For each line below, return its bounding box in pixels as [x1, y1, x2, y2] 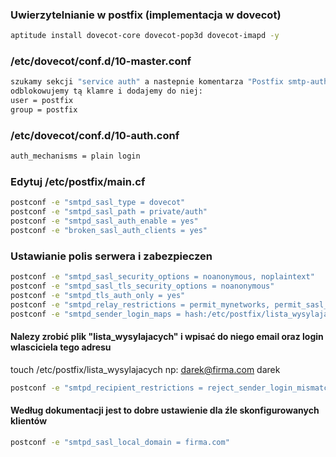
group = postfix [10, 105, 78, 115]
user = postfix [10, 96, 74, 106]
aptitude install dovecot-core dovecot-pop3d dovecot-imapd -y [10, 31, 280, 41]
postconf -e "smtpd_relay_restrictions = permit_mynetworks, [10, 299, 271, 310]
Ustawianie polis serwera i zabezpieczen [10, 249, 213, 263]
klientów [10, 415, 48, 427]
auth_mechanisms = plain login [10, 151, 141, 162]
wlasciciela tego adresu [10, 341, 112, 353]
